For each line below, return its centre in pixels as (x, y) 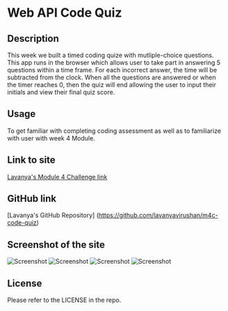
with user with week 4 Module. (51, 138)
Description (33, 39)
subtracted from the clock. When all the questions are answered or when (112, 77)
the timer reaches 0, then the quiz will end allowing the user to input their (112, 85)
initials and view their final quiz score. (61, 92)
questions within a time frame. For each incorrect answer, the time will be (112, 70)
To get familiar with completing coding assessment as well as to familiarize (114, 131)
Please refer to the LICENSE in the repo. (64, 300)
